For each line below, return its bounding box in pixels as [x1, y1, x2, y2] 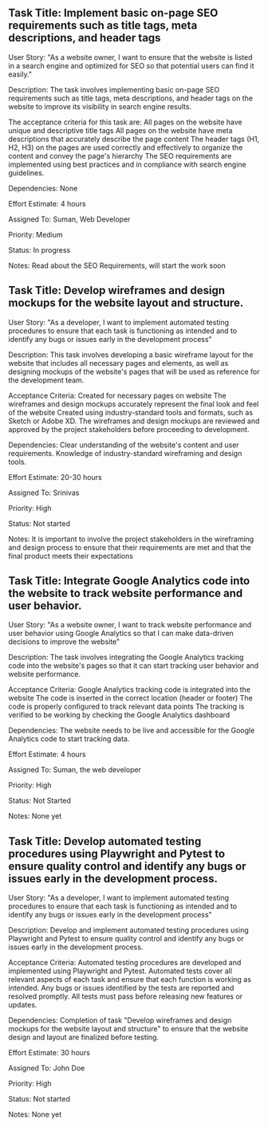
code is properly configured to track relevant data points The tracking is [8, 701, 245, 712]
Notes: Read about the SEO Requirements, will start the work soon [8, 261, 226, 270]
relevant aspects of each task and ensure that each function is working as [8, 975, 251, 984]
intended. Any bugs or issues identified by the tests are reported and [8, 984, 235, 993]
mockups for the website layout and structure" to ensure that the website [8, 1024, 249, 1034]
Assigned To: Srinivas [8, 488, 80, 497]
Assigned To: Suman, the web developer [8, 765, 142, 775]
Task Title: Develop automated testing [8, 834, 202, 848]
